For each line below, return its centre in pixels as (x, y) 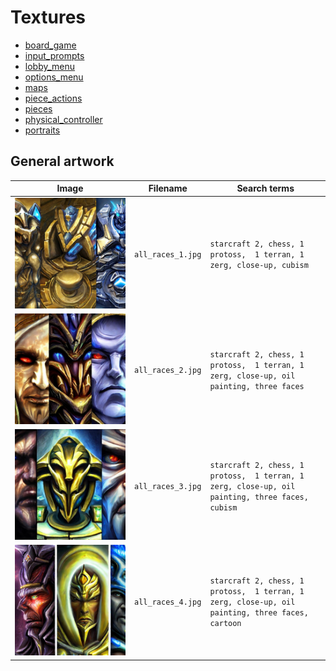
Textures (48, 17)
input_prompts (54, 55)
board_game (50, 45)
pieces (38, 108)
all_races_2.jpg (168, 371)
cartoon (225, 623)
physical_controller (63, 119)
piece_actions (53, 98)
